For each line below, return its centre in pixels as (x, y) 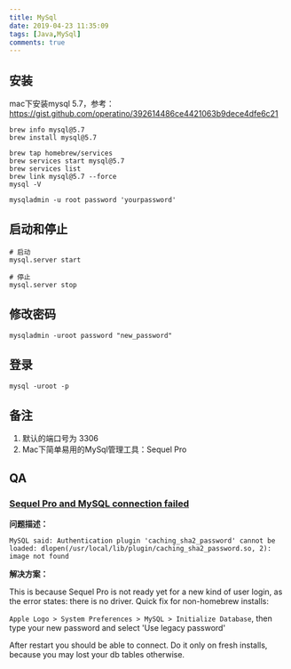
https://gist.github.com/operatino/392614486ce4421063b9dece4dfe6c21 (144, 114)
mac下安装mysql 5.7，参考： (62, 104)
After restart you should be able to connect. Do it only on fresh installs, (138, 645)
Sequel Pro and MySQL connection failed (99, 504)
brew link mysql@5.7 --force (63, 177)
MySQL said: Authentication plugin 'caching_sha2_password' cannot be (142, 541)
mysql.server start (45, 260)
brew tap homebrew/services (61, 153)
